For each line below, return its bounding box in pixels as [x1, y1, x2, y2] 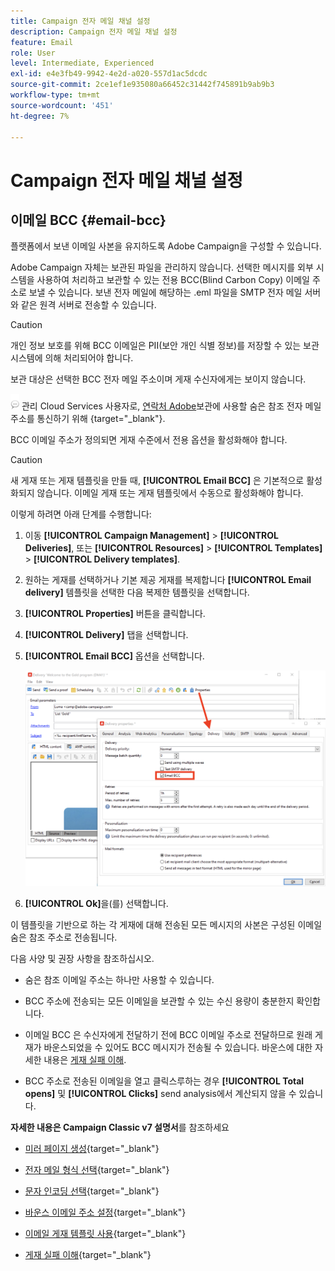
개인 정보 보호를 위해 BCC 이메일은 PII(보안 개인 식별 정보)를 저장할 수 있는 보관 [10, 340, 320, 352]
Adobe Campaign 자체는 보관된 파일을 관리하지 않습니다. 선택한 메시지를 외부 [10, 261, 314, 274]
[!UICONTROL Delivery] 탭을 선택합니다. [24, 629, 189, 641]
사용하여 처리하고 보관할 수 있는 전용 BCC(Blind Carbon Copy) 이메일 [36, 274, 310, 286]
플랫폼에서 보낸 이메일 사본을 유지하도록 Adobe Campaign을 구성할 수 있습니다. [10, 240, 322, 252]
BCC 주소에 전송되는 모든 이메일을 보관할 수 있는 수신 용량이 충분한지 [24, 995, 295, 1007]
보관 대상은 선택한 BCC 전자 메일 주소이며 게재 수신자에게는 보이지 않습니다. [10, 373, 307, 385]
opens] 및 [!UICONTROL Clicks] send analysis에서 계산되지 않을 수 [24, 1088, 297, 1100]
